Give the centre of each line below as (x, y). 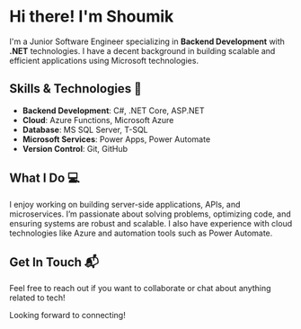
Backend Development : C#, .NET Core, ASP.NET (113, 111)
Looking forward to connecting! (67, 316)
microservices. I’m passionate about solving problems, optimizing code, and (150, 214)
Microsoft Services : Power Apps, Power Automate (116, 139)
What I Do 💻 (45, 178)
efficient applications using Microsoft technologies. (104, 60)
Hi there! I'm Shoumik (92, 17)
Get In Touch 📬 (54, 262)
